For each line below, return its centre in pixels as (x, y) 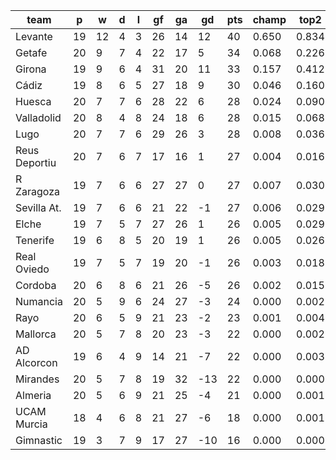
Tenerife (35, 240)
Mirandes (37, 379)
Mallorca (36, 334)
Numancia (39, 301)
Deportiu (36, 162)
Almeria (33, 395)
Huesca (33, 101)
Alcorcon (36, 362)
